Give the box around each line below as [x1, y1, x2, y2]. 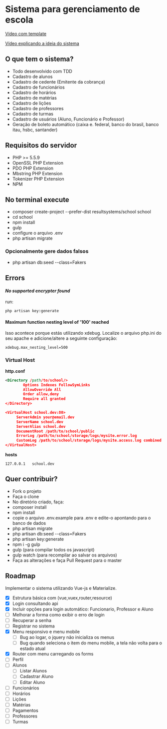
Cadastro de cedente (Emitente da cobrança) [12, 79, 106, 85]
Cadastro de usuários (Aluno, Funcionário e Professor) [12, 116, 125, 122]
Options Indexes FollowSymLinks [23, 382, 91, 387]
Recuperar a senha [12, 617, 51, 623]
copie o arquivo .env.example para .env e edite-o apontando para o [12, 514, 151, 521]
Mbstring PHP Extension [12, 170, 63, 176]
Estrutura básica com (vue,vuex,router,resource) [12, 594, 112, 601]
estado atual [19, 645, 46, 651]
